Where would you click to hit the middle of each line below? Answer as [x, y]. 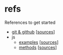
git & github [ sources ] [33, 32]
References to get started [30, 22]
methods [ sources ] [38, 47]
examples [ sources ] [39, 42]
